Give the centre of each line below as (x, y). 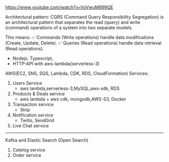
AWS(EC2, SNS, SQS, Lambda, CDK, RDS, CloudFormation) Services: (77, 73)
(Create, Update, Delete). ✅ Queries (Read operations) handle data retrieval (83, 43)
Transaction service (33, 104)
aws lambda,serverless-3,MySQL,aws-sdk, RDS (70, 88)
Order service (27, 155)
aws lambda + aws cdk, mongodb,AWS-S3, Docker (73, 99)
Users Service (27, 83)
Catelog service (29, 150)
